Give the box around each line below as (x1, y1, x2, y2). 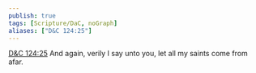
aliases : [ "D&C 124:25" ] (8, 26, 92, 34)
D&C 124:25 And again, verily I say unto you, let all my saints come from (8, 49, 249, 59)
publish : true (8, 11, 57, 20)
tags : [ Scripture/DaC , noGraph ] (8, 19, 117, 27)
